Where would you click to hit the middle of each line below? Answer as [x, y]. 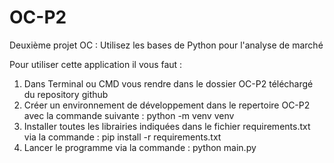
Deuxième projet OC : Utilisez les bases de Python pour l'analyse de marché [166, 45]
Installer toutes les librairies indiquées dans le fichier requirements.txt [167, 126]
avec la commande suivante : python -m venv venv [129, 115]
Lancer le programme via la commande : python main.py [140, 147]
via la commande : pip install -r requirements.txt [122, 137]
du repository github [66, 94]
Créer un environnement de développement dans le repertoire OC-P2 [167, 105]
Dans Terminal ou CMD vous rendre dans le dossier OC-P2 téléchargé [168, 83]
